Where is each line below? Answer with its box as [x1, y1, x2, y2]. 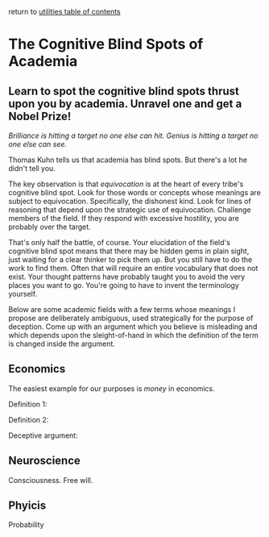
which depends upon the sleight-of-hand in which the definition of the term [8, 331, 259, 339]
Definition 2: [8, 414, 49, 424]
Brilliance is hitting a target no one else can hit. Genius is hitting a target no [8, 131, 259, 140]
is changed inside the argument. [8, 339, 115, 348]
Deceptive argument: [8, 431, 78, 440]
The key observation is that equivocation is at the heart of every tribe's [8, 179, 244, 189]
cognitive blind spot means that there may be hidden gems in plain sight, [8, 246, 250, 256]
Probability [8, 520, 44, 530]
